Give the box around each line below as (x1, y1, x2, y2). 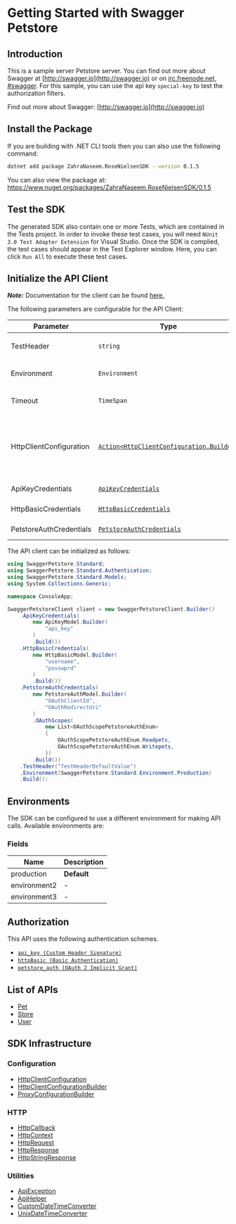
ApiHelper (17, 1194, 47, 1203)
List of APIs (7, 984, 58, 996)
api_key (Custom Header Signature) (17, 949, 122, 957)
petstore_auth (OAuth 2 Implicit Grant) (17, 965, 138, 972)
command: (7, 149, 39, 158)
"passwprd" (44, 664, 77, 672)
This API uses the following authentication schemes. (7, 935, 159, 943)
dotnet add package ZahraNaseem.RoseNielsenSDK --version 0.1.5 (7, 163, 199, 170)
